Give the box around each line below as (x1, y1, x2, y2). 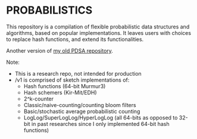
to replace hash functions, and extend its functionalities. (6, 35, 144, 43)
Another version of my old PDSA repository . (6, 47, 113, 54)
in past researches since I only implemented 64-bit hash (32, 120, 170, 127)
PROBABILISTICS (6, 4, 93, 17)
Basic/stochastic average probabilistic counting (23, 108, 140, 115)
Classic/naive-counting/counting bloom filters (23, 101, 136, 108)
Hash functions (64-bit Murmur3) (23, 82, 106, 89)
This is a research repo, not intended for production (14, 70, 142, 77)
